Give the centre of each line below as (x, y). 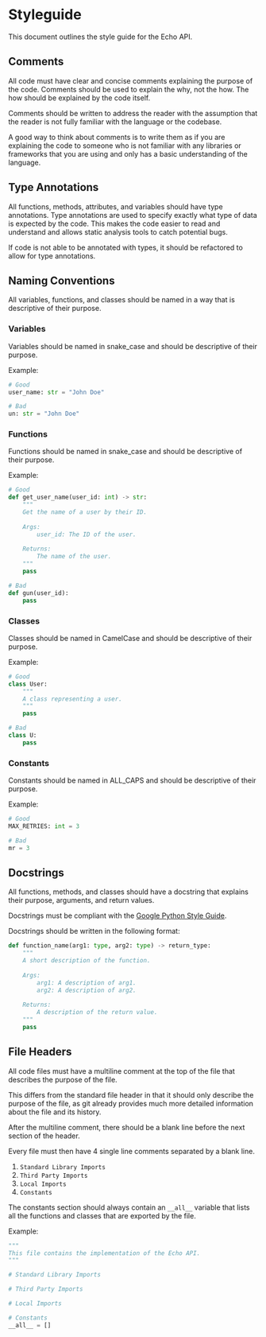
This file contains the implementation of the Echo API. (104, 1253)
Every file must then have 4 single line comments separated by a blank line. (132, 1151)
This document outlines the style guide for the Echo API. (100, 37)
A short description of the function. (87, 961)
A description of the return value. (97, 1012)
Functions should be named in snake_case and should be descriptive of (125, 452)
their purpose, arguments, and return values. (81, 900)
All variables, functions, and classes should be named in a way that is (122, 300)
